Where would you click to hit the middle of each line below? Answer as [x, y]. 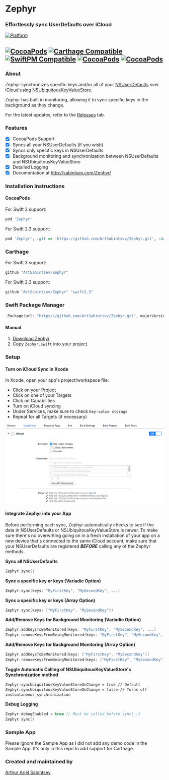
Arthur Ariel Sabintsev [28, 772]
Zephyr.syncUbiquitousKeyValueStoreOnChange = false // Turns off [76, 689]
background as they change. [35, 105]
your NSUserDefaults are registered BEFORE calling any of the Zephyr [78, 546]
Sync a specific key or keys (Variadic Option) [53, 581]
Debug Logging [22, 704]
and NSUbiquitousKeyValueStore [47, 161]
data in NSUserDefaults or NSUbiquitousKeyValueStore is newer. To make [82, 530]
